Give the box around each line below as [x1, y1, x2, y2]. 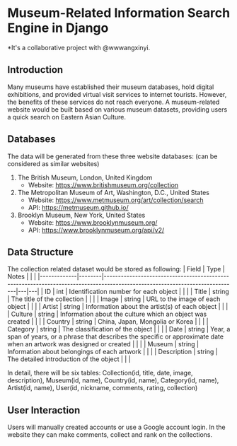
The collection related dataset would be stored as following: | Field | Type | [7, 265, 225, 274]
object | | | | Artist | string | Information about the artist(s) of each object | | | [7, 303, 229, 311]
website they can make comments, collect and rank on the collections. [7, 430, 213, 439]
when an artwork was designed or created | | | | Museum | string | [7, 340, 200, 348]
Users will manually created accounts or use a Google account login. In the [7, 423, 226, 432]
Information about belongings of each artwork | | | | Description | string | [7, 348, 218, 356]
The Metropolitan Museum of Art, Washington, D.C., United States [17, 188, 210, 196]
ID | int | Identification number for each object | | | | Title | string [45, 288, 230, 296]
